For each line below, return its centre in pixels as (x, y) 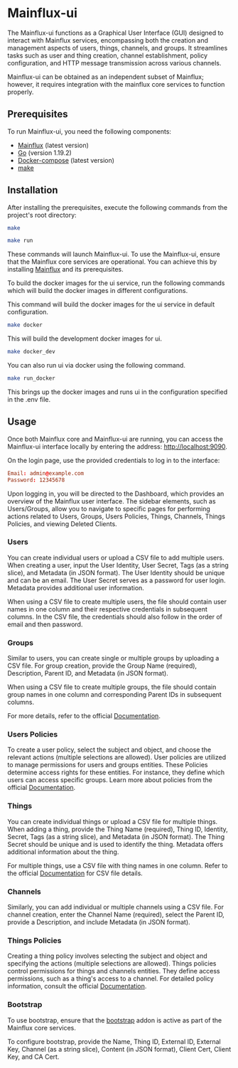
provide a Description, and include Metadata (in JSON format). (99, 922)
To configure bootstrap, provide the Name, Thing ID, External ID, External (114, 1041)
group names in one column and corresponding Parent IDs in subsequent (114, 695)
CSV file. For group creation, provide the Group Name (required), (102, 666)
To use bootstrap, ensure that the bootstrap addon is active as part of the (115, 1020)
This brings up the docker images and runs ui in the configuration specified (118, 392)
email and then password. (45, 624)
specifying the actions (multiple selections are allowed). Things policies (112, 963)
